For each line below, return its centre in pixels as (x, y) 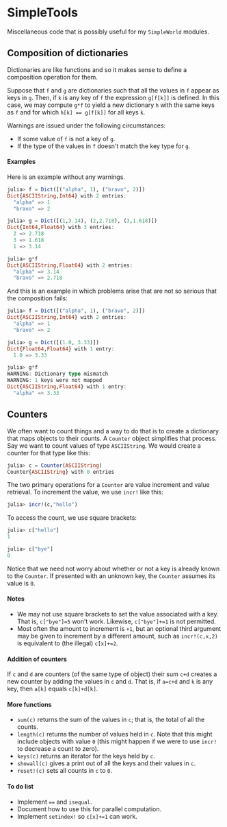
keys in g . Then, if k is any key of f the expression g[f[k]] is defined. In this (113, 97)
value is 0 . (21, 583)
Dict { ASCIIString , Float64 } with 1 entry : (67, 387)
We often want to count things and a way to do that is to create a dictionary (113, 431)
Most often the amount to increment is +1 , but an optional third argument (119, 628)
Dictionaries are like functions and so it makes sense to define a (97, 69)
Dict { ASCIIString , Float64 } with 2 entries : (70, 265)
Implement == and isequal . (54, 802)
